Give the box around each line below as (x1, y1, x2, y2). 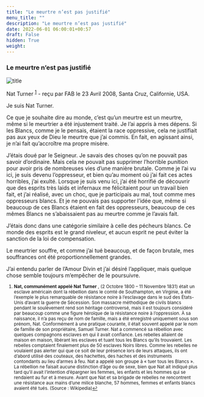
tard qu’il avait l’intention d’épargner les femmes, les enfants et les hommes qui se (13, 369, 186, 375)
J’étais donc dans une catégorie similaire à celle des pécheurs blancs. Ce (6, 221, 191, 229)
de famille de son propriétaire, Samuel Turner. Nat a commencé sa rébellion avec (13, 326, 183, 332)
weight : (6, 43, 26, 50)
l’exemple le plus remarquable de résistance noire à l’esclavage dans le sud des (13, 294, 181, 300)
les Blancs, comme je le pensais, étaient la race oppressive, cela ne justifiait (6, 127, 197, 134)
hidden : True (6, 37, 40, 43)
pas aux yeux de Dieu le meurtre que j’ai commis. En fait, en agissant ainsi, (6, 133, 194, 141)
